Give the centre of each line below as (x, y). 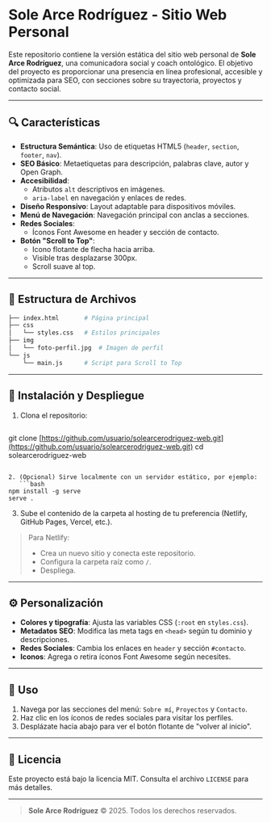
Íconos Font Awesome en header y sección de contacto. (125, 232)
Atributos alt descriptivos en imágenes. (98, 189)
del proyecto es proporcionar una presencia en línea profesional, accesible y (135, 71)
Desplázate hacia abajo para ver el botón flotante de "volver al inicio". (136, 726)
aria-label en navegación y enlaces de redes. (109, 197)
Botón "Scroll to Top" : (57, 241)
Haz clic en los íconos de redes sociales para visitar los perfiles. (127, 718)
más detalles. (31, 787)
